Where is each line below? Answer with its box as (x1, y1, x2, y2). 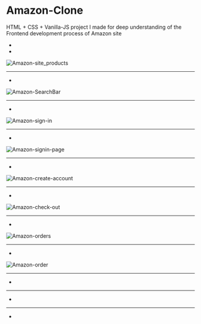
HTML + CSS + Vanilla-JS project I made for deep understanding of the (6, 23, 182, 31)
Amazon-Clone (6, 4, 84, 17)
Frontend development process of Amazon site (6, 29, 122, 37)
